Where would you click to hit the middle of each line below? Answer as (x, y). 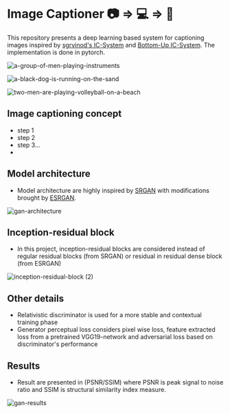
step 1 (25, 130)
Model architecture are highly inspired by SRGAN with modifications (113, 190)
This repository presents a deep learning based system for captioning (106, 37)
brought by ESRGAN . (47, 198)
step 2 (26, 137)
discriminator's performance (57, 344)
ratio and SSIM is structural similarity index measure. (91, 390)
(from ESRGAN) (39, 264)
